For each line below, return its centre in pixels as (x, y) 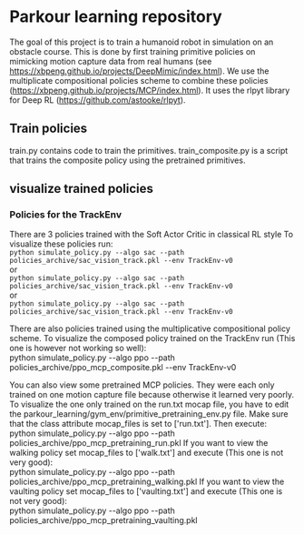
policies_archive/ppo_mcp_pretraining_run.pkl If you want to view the (139, 443)
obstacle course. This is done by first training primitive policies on (132, 51)
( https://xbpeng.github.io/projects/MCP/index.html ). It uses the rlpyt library (150, 90)
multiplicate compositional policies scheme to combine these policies (139, 80)
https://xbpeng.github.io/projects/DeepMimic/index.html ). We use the (139, 71)
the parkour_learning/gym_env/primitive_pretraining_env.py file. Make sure (149, 414)
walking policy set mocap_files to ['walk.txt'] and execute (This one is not (147, 453)
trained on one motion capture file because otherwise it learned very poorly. (152, 395)
